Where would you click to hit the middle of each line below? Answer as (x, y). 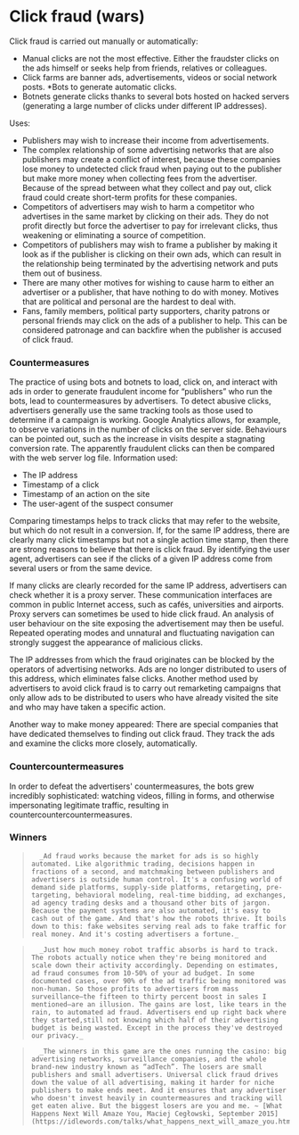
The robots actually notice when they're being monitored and (149, 957)
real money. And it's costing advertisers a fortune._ (135, 934)
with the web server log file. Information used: (93, 458)
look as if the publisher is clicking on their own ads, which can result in (152, 254)
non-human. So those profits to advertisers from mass (135, 989)
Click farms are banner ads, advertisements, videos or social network (149, 77)
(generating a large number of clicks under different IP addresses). (144, 105)
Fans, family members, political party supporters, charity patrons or (146, 311)
